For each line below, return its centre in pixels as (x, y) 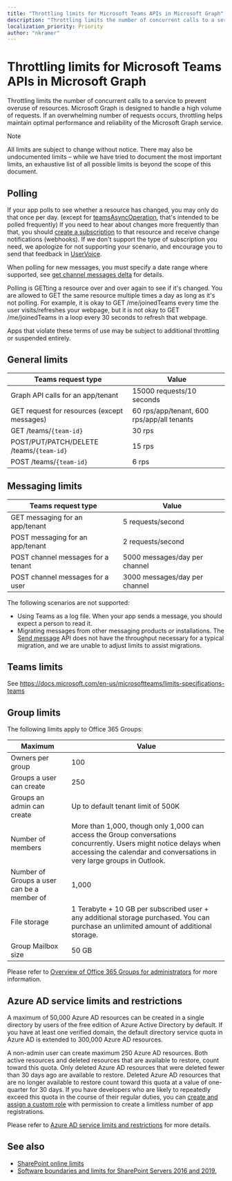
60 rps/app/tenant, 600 (171, 410)
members (26, 848)
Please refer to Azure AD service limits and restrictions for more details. (109, 1125)
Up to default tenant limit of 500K (126, 807)
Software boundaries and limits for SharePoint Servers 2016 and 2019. (117, 1171)
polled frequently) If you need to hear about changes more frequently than (113, 224)
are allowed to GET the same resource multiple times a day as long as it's (111, 295)
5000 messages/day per (163, 557)
